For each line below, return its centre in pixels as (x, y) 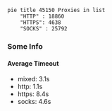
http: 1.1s (30, 87)
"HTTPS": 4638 (41, 23)
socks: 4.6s (34, 102)
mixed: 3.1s (33, 79)
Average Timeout (33, 63)
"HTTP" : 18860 (42, 16)
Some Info (25, 46)
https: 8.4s (33, 94)
